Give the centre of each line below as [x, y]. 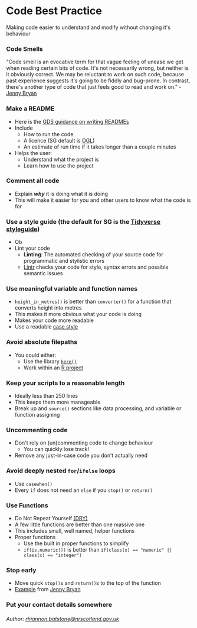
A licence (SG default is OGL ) [59, 140]
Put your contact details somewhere [59, 605]
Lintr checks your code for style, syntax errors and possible [96, 267]
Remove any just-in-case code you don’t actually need [81, 455]
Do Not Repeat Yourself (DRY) [51, 518]
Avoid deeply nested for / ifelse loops [61, 471]
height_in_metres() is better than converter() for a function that [93, 302]
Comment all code [33, 181]
